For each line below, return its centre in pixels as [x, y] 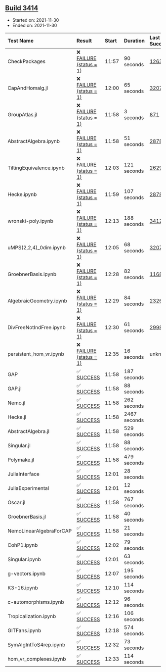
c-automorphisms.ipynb [36, 602]
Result [84, 41]
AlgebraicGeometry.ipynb [38, 300]
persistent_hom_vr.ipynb [36, 354]
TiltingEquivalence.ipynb [36, 168]
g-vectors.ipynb [27, 574]
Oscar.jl [17, 502]
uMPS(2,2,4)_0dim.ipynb [37, 247]
